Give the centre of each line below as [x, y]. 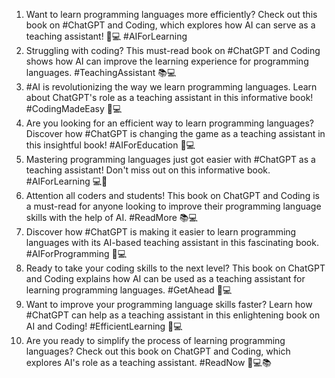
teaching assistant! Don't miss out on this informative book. [148, 170]
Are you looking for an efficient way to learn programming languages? [169, 123]
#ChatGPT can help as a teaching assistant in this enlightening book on [173, 315]
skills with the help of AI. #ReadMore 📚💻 [111, 217]
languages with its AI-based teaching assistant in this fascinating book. [172, 242]
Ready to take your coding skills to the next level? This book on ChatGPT [175, 268]
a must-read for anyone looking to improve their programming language [173, 206]
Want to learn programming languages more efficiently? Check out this [171, 14]
